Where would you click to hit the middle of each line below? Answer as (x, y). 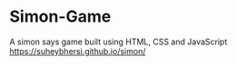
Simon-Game (60, 17)
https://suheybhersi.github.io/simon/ (78, 51)
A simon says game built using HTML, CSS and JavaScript (118, 42)
